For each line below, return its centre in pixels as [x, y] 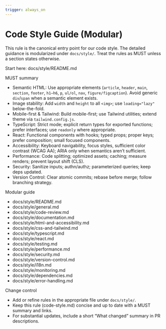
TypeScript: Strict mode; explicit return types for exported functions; [83, 124]
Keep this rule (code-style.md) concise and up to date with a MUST [81, 305]
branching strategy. [32, 182]
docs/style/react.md [33, 238]
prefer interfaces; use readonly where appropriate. [64, 130]
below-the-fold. [28, 108]
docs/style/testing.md [35, 244]
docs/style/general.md [36, 207]
